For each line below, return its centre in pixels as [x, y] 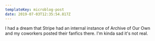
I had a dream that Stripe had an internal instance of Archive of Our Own [77, 28]
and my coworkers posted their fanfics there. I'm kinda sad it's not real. [77, 33]
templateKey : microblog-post [35, 10]
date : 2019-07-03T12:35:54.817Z [38, 14]
